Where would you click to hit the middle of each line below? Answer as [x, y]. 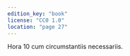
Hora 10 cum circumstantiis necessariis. [65, 47]
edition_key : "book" [38, 14]
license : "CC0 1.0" [36, 20]
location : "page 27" [38, 27]
